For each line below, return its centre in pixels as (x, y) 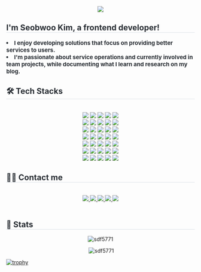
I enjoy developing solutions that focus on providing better (94, 43)
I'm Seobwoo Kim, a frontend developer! (83, 28)
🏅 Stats (20, 224)
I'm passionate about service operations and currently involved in (103, 57)
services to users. (31, 50)
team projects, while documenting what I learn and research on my (97, 64)
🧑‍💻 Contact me (34, 178)
